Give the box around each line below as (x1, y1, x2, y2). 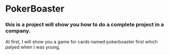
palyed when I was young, (5, 44, 60, 50)
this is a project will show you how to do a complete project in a (5, 21, 164, 28)
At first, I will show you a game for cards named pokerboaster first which (5, 39, 158, 45)
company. (5, 27, 31, 34)
